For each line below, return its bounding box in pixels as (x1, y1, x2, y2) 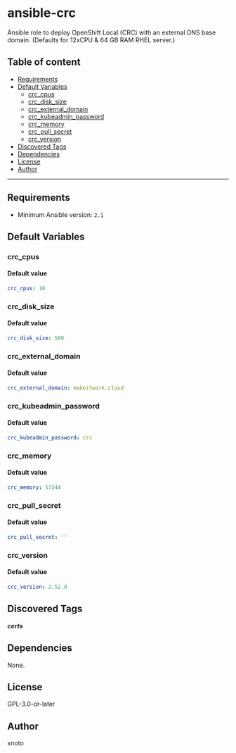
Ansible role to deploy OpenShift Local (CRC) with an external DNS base (7, 28, 216, 37)
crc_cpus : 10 (7, 285, 46, 292)
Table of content (7, 56, 81, 68)
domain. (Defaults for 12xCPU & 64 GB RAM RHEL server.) (7, 35, 176, 44)
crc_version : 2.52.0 (7, 583, 68, 591)
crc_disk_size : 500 (7, 335, 65, 342)
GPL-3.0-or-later (7, 699, 55, 709)
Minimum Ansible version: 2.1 (17, 210, 104, 219)
